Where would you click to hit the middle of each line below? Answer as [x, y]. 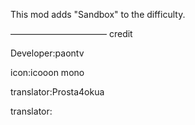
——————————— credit [71, 33]
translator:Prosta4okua [57, 92]
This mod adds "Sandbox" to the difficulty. [98, 14]
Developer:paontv [47, 53]
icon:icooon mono [47, 72]
